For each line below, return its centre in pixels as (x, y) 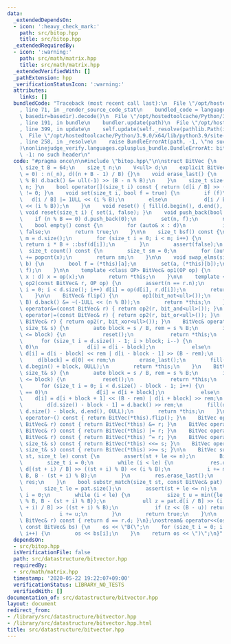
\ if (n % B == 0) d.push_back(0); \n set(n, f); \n (109, 219)
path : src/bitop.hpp (49, 33)
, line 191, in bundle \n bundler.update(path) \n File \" (109, 123)
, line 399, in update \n (55, 129)
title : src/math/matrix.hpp (59, 65)
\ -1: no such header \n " (55, 155)
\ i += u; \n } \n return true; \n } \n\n (118, 514)
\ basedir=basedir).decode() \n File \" (78, 116)
